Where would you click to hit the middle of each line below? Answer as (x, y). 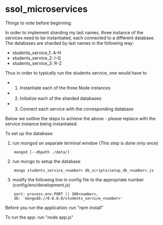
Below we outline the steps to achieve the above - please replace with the (81, 118)
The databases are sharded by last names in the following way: (70, 43)
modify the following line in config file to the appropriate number (78, 179)
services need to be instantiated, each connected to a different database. (80, 38)
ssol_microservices (46, 9)
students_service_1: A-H (37, 53)
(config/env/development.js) (41, 185)
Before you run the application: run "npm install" (54, 208)
